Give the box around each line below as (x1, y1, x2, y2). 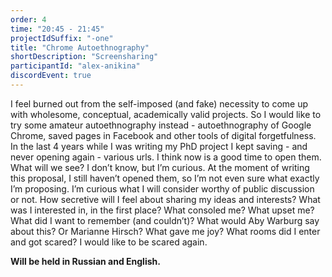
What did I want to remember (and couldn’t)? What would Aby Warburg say (10, 214, 320, 226)
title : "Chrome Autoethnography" (10, 42, 150, 53)
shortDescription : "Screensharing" (10, 52, 159, 62)
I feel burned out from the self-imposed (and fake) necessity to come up (10, 97, 309, 110)
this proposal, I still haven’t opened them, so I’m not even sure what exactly (10, 172, 320, 184)
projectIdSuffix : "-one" (10, 33, 114, 43)
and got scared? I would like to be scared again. (10, 236, 208, 248)
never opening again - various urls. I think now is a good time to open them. (10, 151, 322, 163)
